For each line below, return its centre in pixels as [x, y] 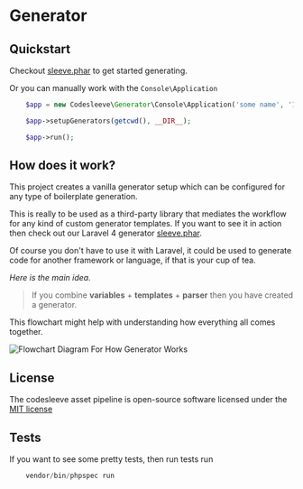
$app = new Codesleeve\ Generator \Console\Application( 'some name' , [155, 105]
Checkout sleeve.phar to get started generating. [98, 70]
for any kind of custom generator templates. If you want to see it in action [146, 224]
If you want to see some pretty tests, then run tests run [111, 459]
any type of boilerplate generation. [73, 197]
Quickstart [40, 49]
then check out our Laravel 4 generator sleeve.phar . [106, 233]
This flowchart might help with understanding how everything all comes [142, 322]
